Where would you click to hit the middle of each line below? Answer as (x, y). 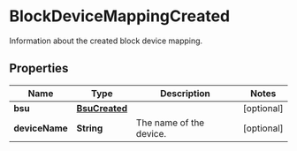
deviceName (41, 128)
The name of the (170, 123)
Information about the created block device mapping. (106, 41)
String (90, 128)
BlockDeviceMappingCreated (120, 16)
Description (185, 93)
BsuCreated (102, 108)
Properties (39, 68)
